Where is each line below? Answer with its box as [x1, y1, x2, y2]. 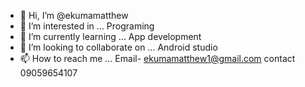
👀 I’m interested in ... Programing [19, 20, 155, 32]
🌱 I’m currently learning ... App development [19, 31, 202, 42]
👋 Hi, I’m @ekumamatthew [19, 10, 129, 21]
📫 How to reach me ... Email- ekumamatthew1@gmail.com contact [19, 53, 296, 64]
